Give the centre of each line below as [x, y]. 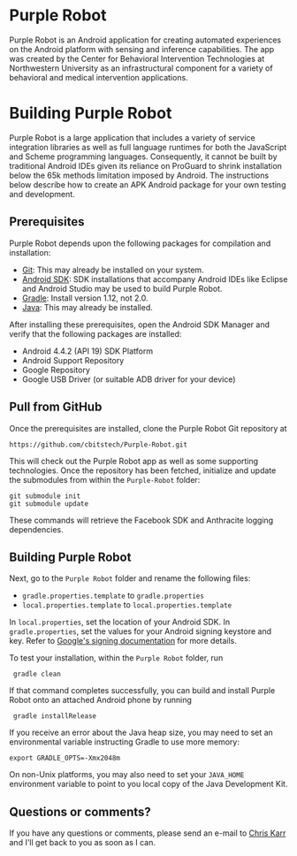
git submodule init [45, 496]
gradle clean [37, 674]
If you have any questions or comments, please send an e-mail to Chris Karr [148, 833]
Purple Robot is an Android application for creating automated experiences [145, 40]
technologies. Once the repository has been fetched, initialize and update [143, 470]
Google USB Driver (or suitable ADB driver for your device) [129, 379]
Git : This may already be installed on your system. [113, 270]
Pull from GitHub [56, 407]
